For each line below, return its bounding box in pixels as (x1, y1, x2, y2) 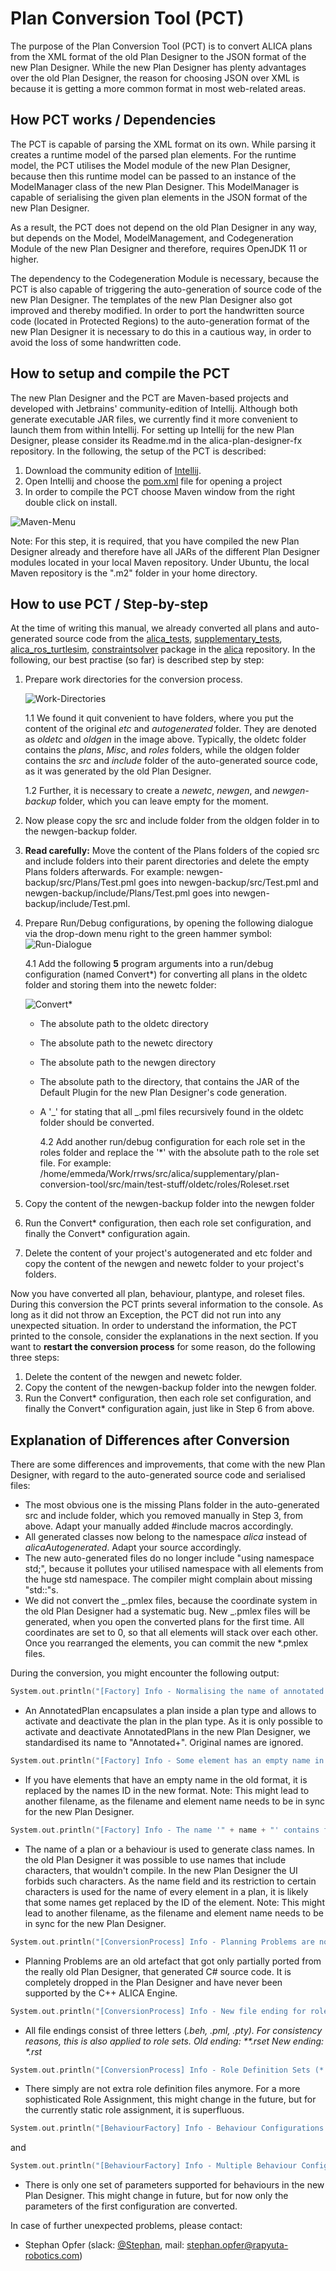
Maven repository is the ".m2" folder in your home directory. (10, 567, 258, 579)
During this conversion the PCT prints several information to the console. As (10, 1298, 324, 1311)
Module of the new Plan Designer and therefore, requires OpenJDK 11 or (10, 242, 308, 254)
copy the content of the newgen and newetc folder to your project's (24, 1258, 305, 1270)
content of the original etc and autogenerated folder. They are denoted (24, 723, 317, 735)
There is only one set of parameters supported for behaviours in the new (24, 2179, 325, 2191)
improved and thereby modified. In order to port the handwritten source (10, 304, 305, 316)
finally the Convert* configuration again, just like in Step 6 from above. (24, 1403, 315, 1415)
